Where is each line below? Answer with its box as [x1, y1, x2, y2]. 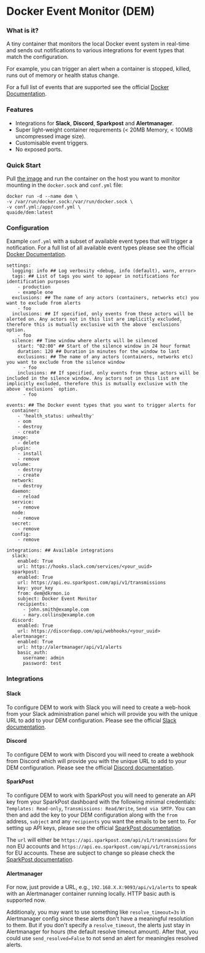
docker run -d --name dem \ [6, 194, 79, 200]
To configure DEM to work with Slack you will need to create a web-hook [6, 704, 191, 711]
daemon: [12, 488, 32, 495]
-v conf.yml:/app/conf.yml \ [6, 204, 81, 210]
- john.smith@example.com [22, 606, 89, 613]
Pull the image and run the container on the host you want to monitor [6, 175, 180, 182]
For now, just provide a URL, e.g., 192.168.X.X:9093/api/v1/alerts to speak [6, 884, 198, 891]
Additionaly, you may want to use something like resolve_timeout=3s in [6, 908, 185, 916]
